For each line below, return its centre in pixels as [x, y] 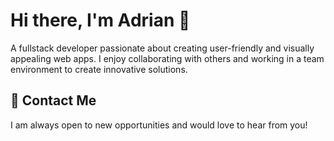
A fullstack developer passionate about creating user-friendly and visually [162, 48]
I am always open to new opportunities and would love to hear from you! [159, 125]
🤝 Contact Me [53, 100]
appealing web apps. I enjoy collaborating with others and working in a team [167, 58]
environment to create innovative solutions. [99, 69]
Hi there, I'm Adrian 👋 [100, 20]
